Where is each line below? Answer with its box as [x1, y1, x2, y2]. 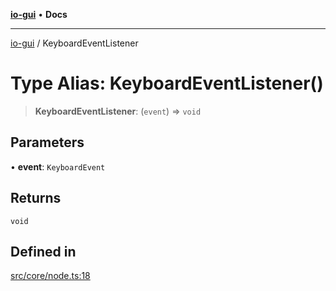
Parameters [10, 134, 85, 151]
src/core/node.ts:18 [10, 270, 91, 282]
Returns [10, 190, 62, 207]
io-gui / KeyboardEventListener [10, 37, 139, 49]
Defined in [10, 243, 77, 260]
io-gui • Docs [10, 9, 68, 20]
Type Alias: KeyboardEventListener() [10, 72, 324, 95]
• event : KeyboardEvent [10, 160, 106, 173]
